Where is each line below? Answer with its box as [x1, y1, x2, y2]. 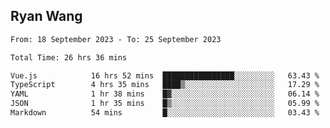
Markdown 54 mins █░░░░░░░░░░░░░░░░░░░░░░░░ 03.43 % [10, 108, 320, 118]
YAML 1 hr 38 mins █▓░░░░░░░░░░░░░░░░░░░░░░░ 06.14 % [10, 89, 320, 99]
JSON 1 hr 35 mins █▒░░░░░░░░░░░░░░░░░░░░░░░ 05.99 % [10, 99, 320, 109]
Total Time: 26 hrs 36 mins [10, 52, 128, 63]
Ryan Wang [10, 8, 83, 25]
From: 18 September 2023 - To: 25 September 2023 [10, 34, 222, 44]
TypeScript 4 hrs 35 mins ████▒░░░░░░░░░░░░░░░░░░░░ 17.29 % [10, 80, 320, 90]
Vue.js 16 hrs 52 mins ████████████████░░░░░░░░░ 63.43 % [10, 70, 320, 81]
